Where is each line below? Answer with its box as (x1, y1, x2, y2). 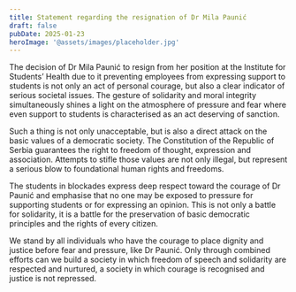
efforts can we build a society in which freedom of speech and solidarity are (9, 254, 287, 265)
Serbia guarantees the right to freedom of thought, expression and (9, 145, 252, 156)
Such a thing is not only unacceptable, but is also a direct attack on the (9, 126, 268, 137)
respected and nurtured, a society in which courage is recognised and (9, 264, 265, 274)
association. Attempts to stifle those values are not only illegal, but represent (9, 154, 288, 165)
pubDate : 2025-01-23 (9, 29, 86, 38)
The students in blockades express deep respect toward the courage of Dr (9, 181, 281, 191)
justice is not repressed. (9, 273, 97, 284)
